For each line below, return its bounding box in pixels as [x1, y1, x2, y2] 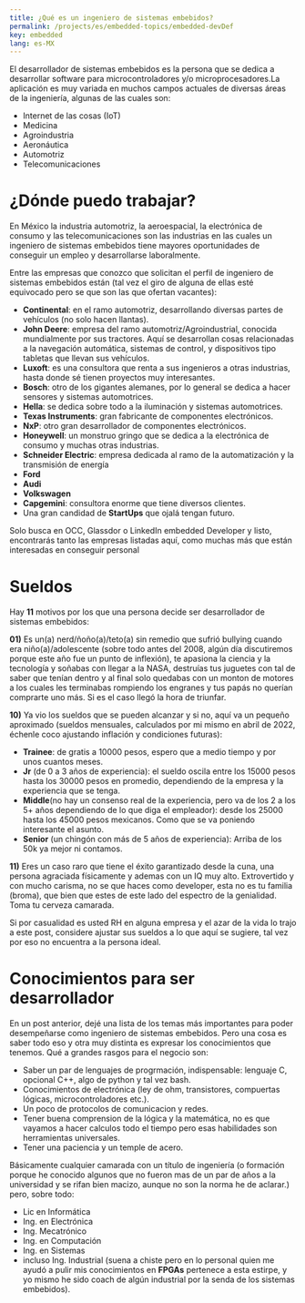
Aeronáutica [22, 139, 69, 150]
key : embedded [9, 30, 64, 39]
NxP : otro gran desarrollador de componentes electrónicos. [22, 421, 247, 432]
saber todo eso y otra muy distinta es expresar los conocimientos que [9, 1037, 271, 1048]
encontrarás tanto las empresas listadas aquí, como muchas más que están [9, 534, 293, 546]
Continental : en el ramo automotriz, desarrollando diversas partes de [22, 304, 284, 315]
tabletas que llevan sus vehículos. [22, 352, 150, 364]
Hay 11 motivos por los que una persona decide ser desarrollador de [9, 606, 266, 617]
